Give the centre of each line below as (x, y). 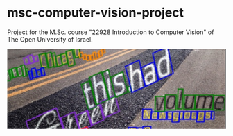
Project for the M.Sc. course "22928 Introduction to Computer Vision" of (111, 32)
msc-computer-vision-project (96, 13)
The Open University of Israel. (50, 39)
